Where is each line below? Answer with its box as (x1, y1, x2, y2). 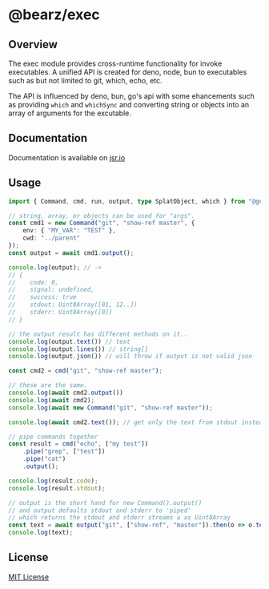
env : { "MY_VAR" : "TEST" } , (22, 227, 116, 235)
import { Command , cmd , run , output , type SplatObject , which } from (8, 197, 246, 205)
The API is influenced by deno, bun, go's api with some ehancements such (8, 91, 255, 101)
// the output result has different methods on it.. (8, 330, 188, 338)
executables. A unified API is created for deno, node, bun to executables (8, 67, 247, 77)
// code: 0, (8, 278, 59, 286)
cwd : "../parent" (22, 234, 81, 242)
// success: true (8, 293, 78, 301)
